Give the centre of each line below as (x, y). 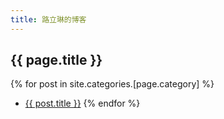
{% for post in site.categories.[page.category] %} (112, 84)
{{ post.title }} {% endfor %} (82, 103)
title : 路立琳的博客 (48, 19)
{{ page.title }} (56, 60)
